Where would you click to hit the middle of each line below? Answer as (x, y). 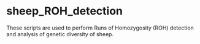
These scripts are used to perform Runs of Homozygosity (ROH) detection (100, 28)
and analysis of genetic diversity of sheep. (60, 34)
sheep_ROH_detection (65, 11)
